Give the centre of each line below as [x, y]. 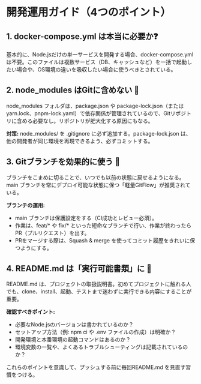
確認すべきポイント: [31, 312]
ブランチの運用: [25, 205]
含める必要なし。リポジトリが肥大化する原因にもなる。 [85, 121]
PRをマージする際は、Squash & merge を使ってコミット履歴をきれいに [102, 240]
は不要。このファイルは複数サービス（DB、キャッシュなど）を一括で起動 [97, 62]
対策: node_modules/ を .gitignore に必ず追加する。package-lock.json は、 [99, 133]
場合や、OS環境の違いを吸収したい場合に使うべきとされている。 [96, 69]
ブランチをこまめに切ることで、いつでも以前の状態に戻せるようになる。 [95, 177]
